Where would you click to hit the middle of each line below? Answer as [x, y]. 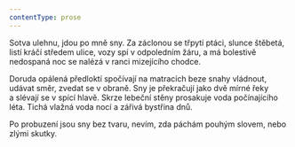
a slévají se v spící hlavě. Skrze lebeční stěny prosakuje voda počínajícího [144, 97]
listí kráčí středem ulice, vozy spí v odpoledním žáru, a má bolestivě [133, 52]
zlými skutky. [33, 133]
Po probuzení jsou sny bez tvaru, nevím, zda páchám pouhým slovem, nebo [148, 124]
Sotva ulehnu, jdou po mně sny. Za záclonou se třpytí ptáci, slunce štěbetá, [147, 43]
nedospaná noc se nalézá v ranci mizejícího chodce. [105, 61]
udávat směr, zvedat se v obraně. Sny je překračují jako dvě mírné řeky [139, 88]
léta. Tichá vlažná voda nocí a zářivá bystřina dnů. [101, 106]
